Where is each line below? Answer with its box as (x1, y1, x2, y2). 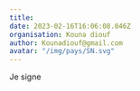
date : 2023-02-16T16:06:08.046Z (9, 22, 131, 31)
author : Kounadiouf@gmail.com (9, 38, 124, 48)
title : (9, 13, 34, 23)
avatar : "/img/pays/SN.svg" (9, 47, 116, 56)
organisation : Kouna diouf (9, 30, 111, 39)
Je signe (9, 71, 42, 82)
